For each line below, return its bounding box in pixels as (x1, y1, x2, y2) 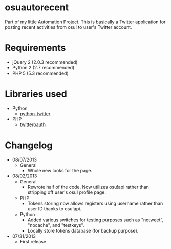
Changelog (5, 139, 53, 151)
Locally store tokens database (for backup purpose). (27, 227, 139, 234)
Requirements (5, 42, 66, 54)
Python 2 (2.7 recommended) (12, 64, 75, 70)
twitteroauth (19, 121, 46, 128)
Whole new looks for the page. (27, 167, 93, 173)
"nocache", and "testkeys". (27, 222, 84, 228)
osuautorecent (5, 2, 69, 13)
